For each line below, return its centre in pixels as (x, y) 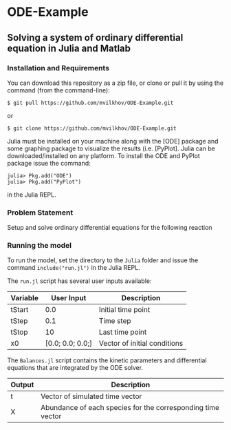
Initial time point (124, 310)
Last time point (123, 332)
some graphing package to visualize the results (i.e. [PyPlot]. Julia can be (111, 148)
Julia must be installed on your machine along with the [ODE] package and (113, 141)
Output (22, 385)
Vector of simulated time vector (91, 396)
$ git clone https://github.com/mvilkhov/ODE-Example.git (92, 128)
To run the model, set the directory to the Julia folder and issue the (103, 260)
